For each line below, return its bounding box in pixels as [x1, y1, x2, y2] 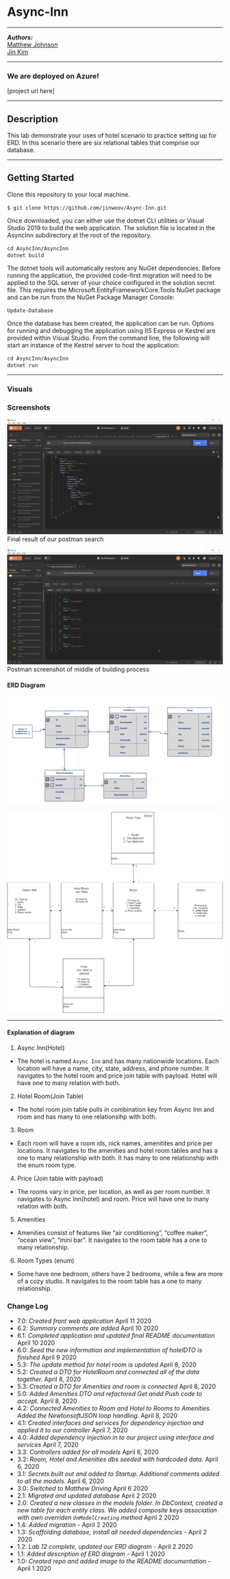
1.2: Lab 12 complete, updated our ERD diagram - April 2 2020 [16, 1543, 193, 1551]
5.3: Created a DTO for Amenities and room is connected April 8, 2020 [16, 1382, 216, 1391]
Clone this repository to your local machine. [7, 190, 130, 199]
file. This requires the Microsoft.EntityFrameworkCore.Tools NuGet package [7, 286, 221, 294]
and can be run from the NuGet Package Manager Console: [7, 293, 175, 301]
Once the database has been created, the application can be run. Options [7, 319, 214, 327]
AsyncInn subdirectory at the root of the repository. [7, 231, 152, 239]
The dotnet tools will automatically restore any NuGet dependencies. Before [7, 264, 221, 272]
